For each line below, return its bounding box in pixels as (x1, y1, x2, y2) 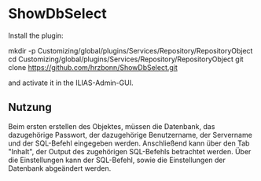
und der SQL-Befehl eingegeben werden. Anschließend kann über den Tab (8, 139, 250, 148)
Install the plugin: (8, 31, 64, 40)
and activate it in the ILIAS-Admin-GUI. (8, 78, 134, 87)
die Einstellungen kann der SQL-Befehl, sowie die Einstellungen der (8, 155, 226, 164)
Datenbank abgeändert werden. (8, 163, 112, 173)
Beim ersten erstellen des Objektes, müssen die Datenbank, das (8, 121, 215, 131)
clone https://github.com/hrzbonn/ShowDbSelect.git (8, 62, 178, 72)
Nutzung (8, 101, 53, 114)
